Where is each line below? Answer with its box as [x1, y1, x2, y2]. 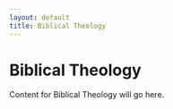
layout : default [9, 13, 70, 22]
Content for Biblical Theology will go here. [9, 89, 165, 100]
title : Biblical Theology [9, 21, 106, 30]
